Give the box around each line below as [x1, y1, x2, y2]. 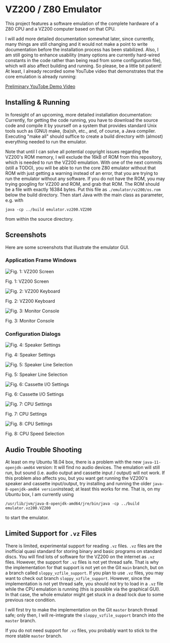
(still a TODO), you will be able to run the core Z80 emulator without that [5, 164, 156, 171]
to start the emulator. [5, 514, 49, 520]
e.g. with [5, 197, 24, 203]
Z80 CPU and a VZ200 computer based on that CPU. [5, 25, 116, 32]
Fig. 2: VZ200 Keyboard [5, 298, 55, 304]
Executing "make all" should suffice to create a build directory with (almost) [5, 133, 163, 139]
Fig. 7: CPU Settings [5, 411, 47, 417]
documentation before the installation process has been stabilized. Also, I [5, 46, 159, 52]
